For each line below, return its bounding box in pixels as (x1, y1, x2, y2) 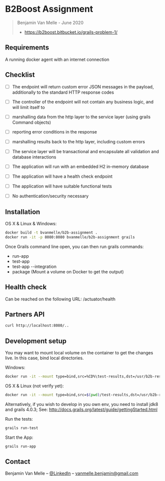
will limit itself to (12, 104, 45, 110)
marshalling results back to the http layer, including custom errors (12, 138, 145, 144)
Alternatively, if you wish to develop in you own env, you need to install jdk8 (5, 401, 159, 407)
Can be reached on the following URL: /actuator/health (5, 296, 115, 302)
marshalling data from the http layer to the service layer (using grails (12, 114, 151, 120)
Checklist (5, 71, 35, 79)
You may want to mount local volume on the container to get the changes (5, 350, 153, 356)
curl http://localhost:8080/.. (5, 323, 69, 328)
